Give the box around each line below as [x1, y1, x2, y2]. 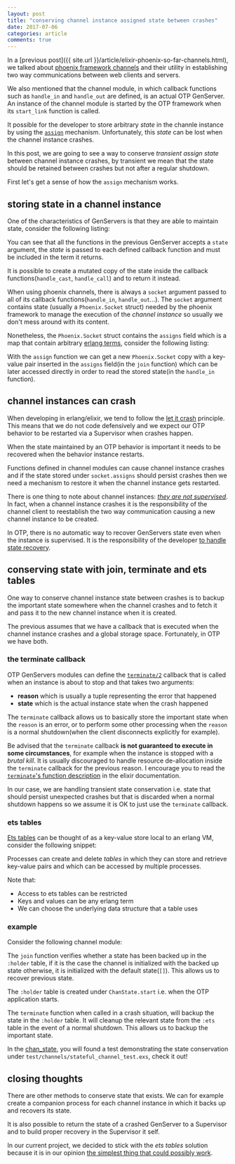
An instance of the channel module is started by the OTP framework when [7, 99, 222, 108]
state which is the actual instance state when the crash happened [17, 699, 208, 708]
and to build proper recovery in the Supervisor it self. [7, 1127, 160, 1136]
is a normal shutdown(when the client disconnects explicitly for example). [7, 727, 220, 736]
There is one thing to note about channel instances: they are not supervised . [7, 492, 228, 501]
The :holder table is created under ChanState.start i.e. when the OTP [7, 987, 209, 996]
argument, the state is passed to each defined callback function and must [7, 245, 221, 254]
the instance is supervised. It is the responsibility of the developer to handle [7, 536, 227, 544]
